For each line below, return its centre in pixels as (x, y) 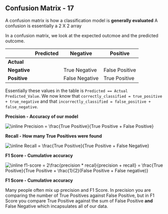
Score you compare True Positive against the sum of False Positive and (79, 200)
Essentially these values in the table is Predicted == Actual (67, 91)
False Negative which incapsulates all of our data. (57, 206)
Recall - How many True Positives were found (54, 136)
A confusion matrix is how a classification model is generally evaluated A (81, 20)
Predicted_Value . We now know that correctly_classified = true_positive (84, 96)
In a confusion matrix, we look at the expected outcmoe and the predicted (82, 35)
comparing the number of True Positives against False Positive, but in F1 (80, 195)
